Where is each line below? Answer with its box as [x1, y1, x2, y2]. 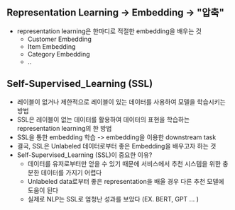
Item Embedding [27, 42, 76, 51]
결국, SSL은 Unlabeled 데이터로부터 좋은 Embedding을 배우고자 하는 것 [16, 141, 217, 150]
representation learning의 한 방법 [16, 124, 112, 132]
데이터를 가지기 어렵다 [40, 168, 102, 177]
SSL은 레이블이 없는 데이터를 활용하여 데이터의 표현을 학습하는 [16, 115, 190, 124]
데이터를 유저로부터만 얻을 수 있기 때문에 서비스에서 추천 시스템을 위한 [27, 159, 222, 168]
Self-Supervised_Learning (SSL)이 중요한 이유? [16, 151, 153, 159]
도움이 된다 [27, 186, 58, 194]
